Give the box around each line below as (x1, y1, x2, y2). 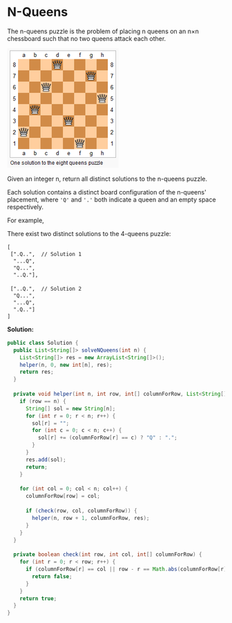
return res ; (19, 368, 54, 376)
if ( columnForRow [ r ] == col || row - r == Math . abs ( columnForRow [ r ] (25, 566, 227, 573)
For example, (7, 216, 45, 224)
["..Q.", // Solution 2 (10, 285, 81, 292)
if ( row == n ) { (19, 397, 67, 405)
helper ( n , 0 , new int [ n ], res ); (19, 361, 113, 368)
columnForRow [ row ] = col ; (25, 493, 100, 500)
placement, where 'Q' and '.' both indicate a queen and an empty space (7, 195, 216, 204)
